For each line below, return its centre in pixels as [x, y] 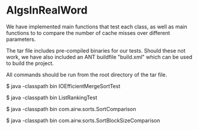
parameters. [21, 39]
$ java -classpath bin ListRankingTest [52, 97]
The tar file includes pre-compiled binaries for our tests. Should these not [96, 50]
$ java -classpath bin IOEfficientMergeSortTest [63, 86]
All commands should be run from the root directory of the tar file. [87, 74]
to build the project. [30, 63]
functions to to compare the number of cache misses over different [88, 32]
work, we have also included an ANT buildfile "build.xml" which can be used [99, 57]
